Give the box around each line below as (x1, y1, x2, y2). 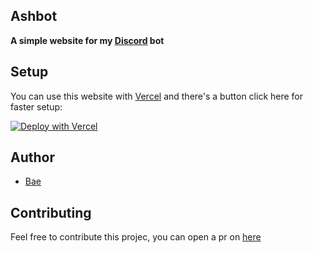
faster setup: (10, 100, 63, 113)
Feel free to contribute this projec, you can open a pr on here (10, 231, 262, 243)
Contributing (10, 204, 92, 221)
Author (10, 149, 55, 166)
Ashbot (10, 8, 58, 25)
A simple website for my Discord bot (10, 34, 165, 46)
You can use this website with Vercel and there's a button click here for (10, 90, 304, 102)
